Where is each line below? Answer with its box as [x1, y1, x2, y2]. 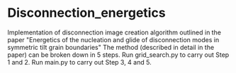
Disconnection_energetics [7, 5, 166, 21]
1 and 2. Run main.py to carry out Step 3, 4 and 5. [7, 58, 152, 66]
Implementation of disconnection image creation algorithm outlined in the [7, 28, 222, 36]
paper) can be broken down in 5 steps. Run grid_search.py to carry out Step [7, 51, 230, 59]
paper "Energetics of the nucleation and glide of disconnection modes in [7, 35, 220, 44]
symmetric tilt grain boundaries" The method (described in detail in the [7, 43, 215, 51]
